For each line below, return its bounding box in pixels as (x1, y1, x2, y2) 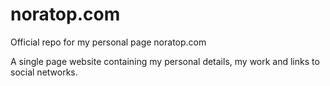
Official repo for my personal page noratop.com (10, 36, 207, 48)
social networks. (10, 66, 78, 78)
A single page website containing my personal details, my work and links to (10, 55, 320, 67)
